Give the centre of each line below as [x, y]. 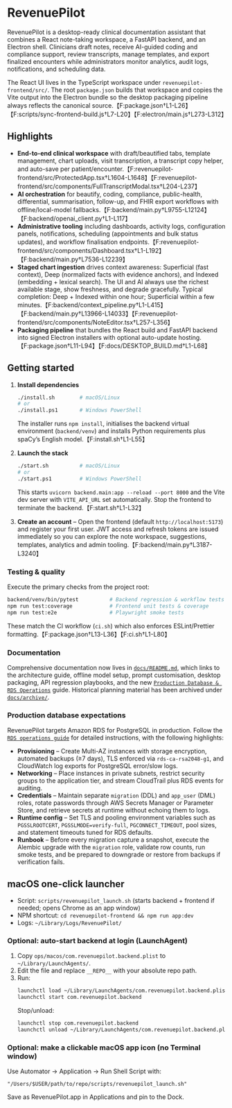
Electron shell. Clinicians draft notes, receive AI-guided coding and [102, 47]
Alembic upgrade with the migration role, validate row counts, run [111, 847]
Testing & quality [36, 571]
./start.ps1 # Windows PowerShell [79, 479]
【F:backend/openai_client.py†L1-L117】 [74, 218]
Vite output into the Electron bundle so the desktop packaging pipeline [108, 97]
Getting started [41, 368]
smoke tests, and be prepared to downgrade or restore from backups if [119, 855]
